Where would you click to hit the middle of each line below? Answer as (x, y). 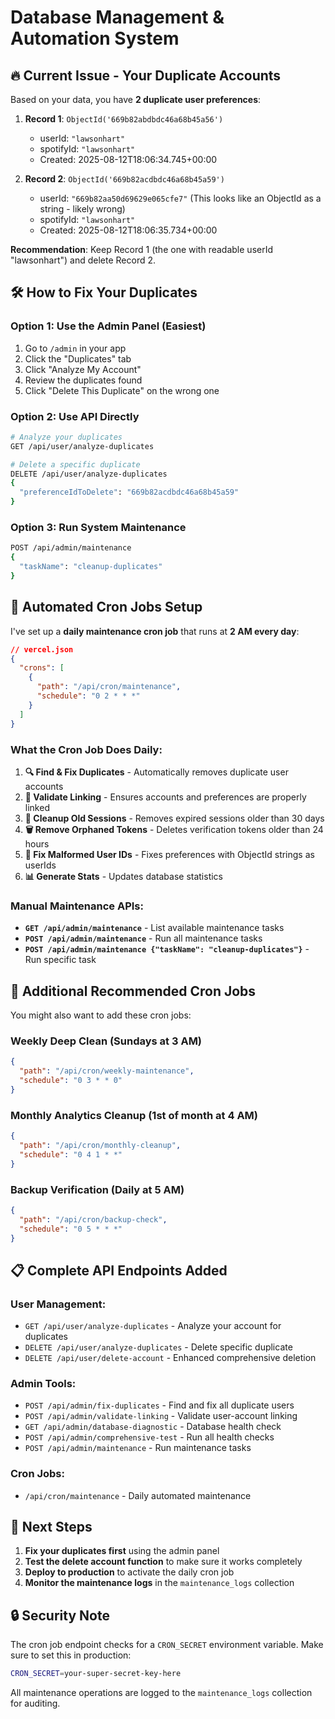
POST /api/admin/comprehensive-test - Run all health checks (149, 1437)
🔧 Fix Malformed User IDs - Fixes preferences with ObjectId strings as (169, 854)
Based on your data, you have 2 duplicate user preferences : (136, 99)
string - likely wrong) (82, 209)
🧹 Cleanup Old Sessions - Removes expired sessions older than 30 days (174, 818)
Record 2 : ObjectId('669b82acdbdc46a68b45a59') (124, 179)
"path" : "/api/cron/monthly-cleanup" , (100, 1145)
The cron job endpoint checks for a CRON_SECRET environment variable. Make (167, 1645)
